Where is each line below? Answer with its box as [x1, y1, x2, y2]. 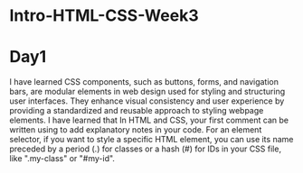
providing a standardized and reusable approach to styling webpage [9, 105, 264, 116]
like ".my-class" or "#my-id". [9, 153, 116, 164]
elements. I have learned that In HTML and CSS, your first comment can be [9, 114, 289, 126]
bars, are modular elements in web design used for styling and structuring [9, 86, 286, 97]
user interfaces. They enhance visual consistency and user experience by [9, 96, 285, 106]
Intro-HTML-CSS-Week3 [9, 5, 199, 26]
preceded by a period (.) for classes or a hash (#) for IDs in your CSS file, [9, 143, 282, 154]
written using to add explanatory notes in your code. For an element [9, 124, 262, 135]
